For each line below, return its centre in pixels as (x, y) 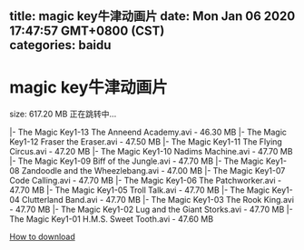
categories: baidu (60, 45)
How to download (42, 237)
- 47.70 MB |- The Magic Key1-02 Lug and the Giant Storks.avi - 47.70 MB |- (151, 210)
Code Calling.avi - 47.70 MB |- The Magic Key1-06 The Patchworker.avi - (146, 181)
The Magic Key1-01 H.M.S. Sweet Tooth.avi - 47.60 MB (112, 219)
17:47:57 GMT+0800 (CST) (87, 31)
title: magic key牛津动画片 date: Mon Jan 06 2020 (152, 16)
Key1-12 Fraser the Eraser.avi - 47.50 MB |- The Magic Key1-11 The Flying (146, 142)
